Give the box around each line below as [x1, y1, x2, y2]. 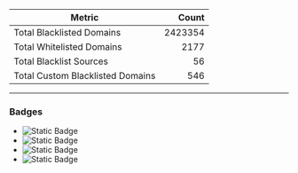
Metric [70, 12, 99, 23]
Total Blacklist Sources [13, 55, 109, 67]
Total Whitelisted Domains [13, 41, 122, 52]
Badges [9, 106, 43, 118]
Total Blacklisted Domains [13, 27, 122, 38]
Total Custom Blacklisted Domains [13, 70, 156, 82]
